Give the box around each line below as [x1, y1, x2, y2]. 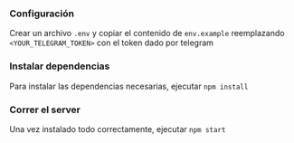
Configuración [9, 7, 75, 20]
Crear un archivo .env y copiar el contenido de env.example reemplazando [9, 28, 285, 39]
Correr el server [9, 103, 81, 116]
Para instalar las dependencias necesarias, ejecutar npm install [9, 81, 249, 91]
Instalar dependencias [9, 60, 110, 72]
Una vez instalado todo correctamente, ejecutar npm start [9, 123, 226, 134]
